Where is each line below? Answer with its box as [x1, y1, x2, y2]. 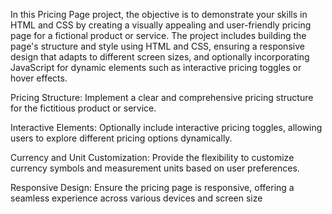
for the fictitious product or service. [10, 102, 157, 114]
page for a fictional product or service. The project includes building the [10, 30, 307, 41]
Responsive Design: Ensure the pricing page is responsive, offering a [10, 182, 295, 193]
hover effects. [10, 72, 68, 84]
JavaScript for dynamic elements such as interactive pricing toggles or [10, 62, 302, 73]
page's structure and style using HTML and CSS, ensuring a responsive [10, 40, 305, 52]
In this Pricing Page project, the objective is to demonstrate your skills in [10, 9, 308, 20]
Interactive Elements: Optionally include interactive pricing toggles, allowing [10, 122, 323, 133]
